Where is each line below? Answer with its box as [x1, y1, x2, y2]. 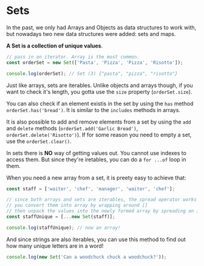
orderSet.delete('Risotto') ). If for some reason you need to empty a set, [6, 131, 192, 138]
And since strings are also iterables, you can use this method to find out [6, 236, 186, 243]
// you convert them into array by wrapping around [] [6, 202, 148, 209]
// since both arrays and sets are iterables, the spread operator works [6, 197, 197, 203]
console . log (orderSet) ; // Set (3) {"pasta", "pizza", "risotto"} [6, 71, 178, 77]
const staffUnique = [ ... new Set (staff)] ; [6, 214, 115, 220]
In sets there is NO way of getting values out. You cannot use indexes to [6, 149, 187, 156]
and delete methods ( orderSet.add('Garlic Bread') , [6, 124, 138, 131]
